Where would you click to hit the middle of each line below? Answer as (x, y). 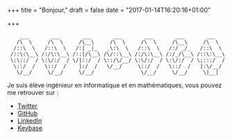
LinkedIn (30, 121)
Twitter (27, 106)
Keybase (30, 128)
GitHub (27, 113)
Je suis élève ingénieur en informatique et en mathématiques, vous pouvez (115, 85)
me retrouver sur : (33, 92)
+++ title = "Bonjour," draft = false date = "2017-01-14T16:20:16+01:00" (109, 10)
